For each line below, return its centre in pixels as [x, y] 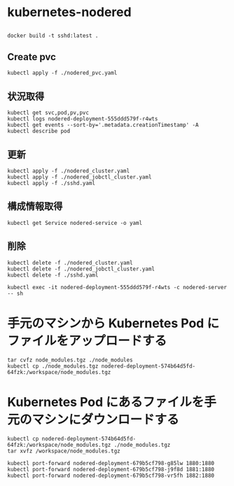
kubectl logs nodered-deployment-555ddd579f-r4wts [83, 119]
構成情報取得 [35, 206]
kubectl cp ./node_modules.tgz [53, 366]
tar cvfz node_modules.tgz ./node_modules [70, 360]
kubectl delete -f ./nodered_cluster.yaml [70, 263]
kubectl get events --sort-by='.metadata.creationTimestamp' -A [103, 125]
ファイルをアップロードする [87, 341]
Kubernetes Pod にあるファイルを [106, 402]
